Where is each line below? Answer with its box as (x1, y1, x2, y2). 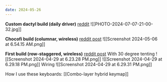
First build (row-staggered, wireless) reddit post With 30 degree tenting (5, 51, 155, 57)
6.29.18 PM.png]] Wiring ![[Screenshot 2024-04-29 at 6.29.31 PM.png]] (5, 61, 152, 67)
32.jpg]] (5, 26, 21, 32)
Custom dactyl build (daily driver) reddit (5, 21, 90, 27)
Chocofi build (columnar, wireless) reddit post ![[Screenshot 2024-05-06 (5, 36, 158, 42)
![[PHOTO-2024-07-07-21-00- (90, 21, 154, 27)
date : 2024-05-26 (5, 7, 41, 12)
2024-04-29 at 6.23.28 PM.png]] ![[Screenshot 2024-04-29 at (33, 56, 163, 62)
